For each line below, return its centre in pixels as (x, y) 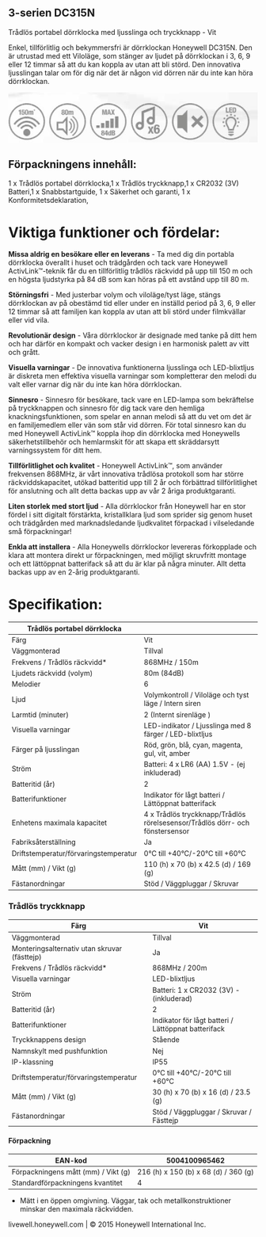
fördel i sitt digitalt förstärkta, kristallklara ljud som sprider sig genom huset (131, 515)
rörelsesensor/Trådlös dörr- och (197, 823)
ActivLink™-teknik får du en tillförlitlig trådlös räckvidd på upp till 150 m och (131, 271)
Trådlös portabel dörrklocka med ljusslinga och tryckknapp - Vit (112, 32)
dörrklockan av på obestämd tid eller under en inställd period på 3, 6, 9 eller (132, 304)
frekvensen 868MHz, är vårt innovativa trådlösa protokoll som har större (126, 474)
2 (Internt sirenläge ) (177, 714)
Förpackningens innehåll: (72, 164)
